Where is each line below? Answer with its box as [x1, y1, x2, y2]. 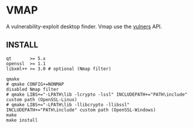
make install [6, 117, 38, 123]
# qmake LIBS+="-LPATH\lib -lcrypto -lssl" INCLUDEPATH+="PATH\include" [6, 92, 188, 97]
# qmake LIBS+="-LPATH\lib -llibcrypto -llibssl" [6, 102, 130, 107]
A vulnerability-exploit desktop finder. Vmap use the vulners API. [6, 23, 162, 30]
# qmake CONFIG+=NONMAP [6, 81, 65, 87]
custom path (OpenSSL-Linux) [6, 96, 77, 103]
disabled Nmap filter [6, 86, 59, 92]
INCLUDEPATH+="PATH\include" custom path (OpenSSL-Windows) [6, 107, 157, 113]
